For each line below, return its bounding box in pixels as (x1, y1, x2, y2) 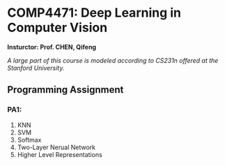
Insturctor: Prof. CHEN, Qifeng (7, 43, 96, 51)
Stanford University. (7, 63, 65, 72)
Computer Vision (7, 20, 108, 36)
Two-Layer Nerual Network (17, 143, 96, 151)
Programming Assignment (7, 84, 124, 96)
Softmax (17, 135, 42, 144)
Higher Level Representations (17, 150, 102, 158)
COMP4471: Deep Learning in (7, 5, 182, 21)
